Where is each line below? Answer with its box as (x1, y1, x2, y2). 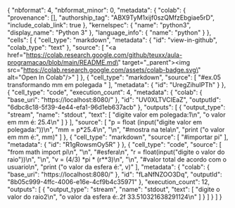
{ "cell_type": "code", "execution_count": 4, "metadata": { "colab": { (7, 88, 203, 96)
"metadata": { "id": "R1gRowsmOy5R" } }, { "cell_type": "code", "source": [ (7, 141, 222, 148)
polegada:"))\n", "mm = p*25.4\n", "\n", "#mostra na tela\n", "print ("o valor (7, 126, 225, 134)
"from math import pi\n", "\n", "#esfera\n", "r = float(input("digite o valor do (7, 148, 225, 156)
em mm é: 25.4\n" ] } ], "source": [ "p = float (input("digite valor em (7, 118, 203, 126)
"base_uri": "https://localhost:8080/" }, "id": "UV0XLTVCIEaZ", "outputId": (7, 96, 222, 104)
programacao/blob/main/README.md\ (7, 58, 118, 66)
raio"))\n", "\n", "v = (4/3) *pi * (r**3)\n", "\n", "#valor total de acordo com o (7, 155, 227, 164)
